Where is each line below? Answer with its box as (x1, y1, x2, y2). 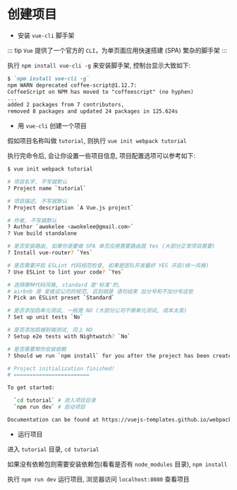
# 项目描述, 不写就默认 (7, 197, 68, 204)
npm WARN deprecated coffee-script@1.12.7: (7, 82, 138, 89)
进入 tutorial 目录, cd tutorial (7, 445, 99, 453)
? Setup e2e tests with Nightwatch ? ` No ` (7, 333, 131, 340)
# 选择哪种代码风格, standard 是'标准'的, (7, 281, 121, 288)
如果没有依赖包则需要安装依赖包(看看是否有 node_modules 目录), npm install (7, 460, 228, 468)
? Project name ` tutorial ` (7, 185, 87, 192)
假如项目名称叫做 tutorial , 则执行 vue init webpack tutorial (7, 137, 187, 145)
